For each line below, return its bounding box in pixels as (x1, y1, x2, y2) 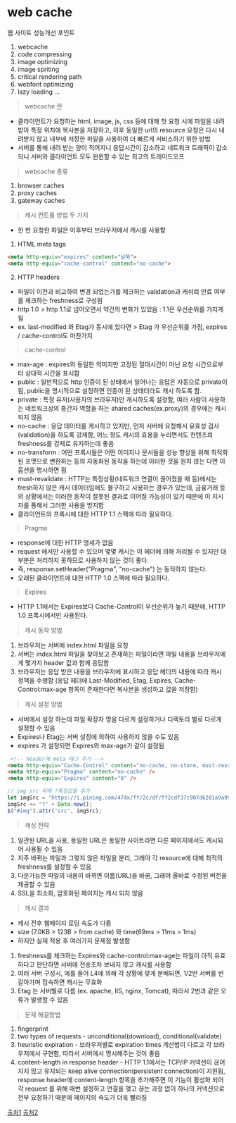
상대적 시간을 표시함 (25, 368, 80, 377)
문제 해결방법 (24, 1010, 61, 1019)
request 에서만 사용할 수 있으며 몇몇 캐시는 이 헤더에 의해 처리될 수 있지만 (17, 547, 219, 555)
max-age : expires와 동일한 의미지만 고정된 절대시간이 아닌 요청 (17, 360, 194, 368)
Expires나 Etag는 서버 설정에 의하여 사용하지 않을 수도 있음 (17, 732, 180, 740)
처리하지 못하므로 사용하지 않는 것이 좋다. (36, 556, 149, 564)
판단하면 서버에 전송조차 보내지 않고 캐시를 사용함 (36, 960, 172, 969)
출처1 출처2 (7, 1108, 39, 1117)
